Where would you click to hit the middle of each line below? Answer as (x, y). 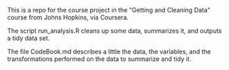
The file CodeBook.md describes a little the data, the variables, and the (109, 52)
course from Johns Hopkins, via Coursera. (68, 17)
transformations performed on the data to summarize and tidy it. (99, 59)
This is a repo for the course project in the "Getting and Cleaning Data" (109, 10)
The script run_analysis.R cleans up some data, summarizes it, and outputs (114, 31)
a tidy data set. (29, 38)
